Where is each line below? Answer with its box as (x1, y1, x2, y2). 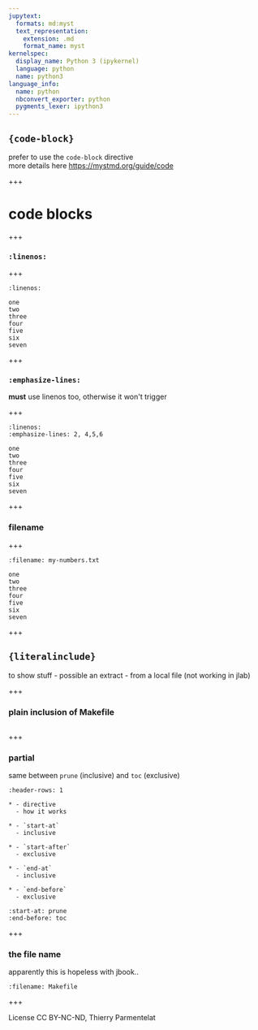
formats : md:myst (15, 19, 75, 28)
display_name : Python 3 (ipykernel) (15, 58, 140, 66)
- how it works (15, 807, 67, 816)
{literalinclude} (8, 651, 96, 663)
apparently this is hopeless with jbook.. (8, 967, 140, 977)
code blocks (8, 205, 93, 223)
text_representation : (15, 27, 89, 35)
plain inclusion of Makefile (8, 706, 115, 717)
